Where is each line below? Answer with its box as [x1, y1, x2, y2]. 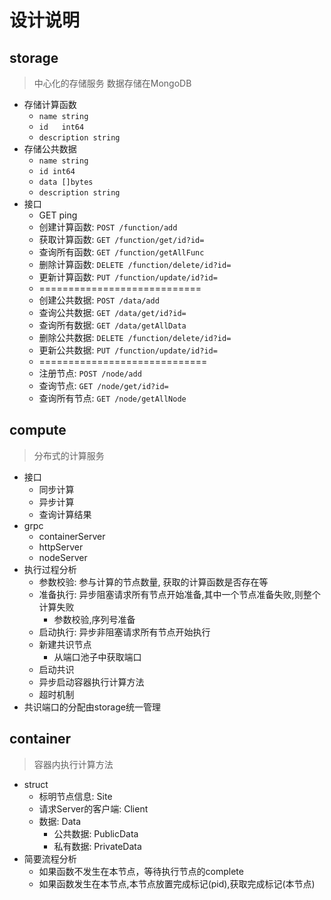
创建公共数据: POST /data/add [38, 294, 160, 306]
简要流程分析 [23, 852, 77, 865]
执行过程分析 [23, 563, 77, 575]
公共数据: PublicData [53, 827, 139, 840]
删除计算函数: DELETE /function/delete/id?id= [38, 259, 232, 270]
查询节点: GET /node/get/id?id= [38, 380, 169, 391]
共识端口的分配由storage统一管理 [23, 701, 161, 713]
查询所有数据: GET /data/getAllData [38, 319, 187, 331]
